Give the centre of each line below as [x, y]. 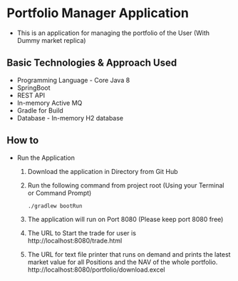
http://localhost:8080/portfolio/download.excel [96, 270]
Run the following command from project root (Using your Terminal [126, 185]
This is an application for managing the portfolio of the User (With [113, 33]
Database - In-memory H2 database [70, 118]
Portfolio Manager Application [98, 13]
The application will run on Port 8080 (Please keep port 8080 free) [125, 219]
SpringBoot [33, 88]
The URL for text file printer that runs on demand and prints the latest [129, 254]
